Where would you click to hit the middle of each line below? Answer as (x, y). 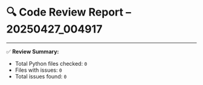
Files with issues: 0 (38, 70)
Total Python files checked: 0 (51, 63)
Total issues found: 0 (41, 76)
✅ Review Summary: (33, 51)
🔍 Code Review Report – (69, 12)
